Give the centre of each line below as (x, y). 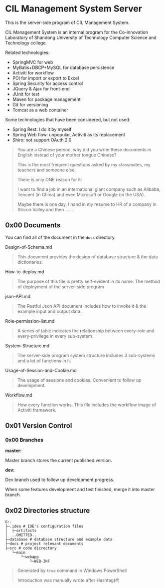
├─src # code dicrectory (31, 548)
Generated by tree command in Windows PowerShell (72, 571)
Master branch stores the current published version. (59, 461)
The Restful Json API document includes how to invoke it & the (82, 306)
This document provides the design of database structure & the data (87, 257)
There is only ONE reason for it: (50, 179)
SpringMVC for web (33, 62)
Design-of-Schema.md (29, 247)
